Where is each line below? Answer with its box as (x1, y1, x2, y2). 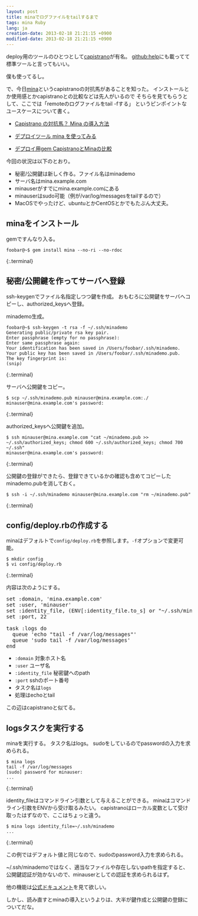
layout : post (6, 8, 38, 15)
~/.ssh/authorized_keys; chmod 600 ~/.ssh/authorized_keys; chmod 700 (6, 439, 183, 445)
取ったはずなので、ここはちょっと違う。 (6, 812, 104, 819)
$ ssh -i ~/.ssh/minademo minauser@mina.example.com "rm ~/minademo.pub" (6, 491, 192, 497)
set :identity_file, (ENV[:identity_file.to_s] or (6, 608, 156, 614)
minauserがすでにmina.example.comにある (14, 185, 120, 192)
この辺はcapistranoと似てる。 (6, 704, 78, 711)
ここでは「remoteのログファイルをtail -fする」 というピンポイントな (21, 100, 187, 107)
